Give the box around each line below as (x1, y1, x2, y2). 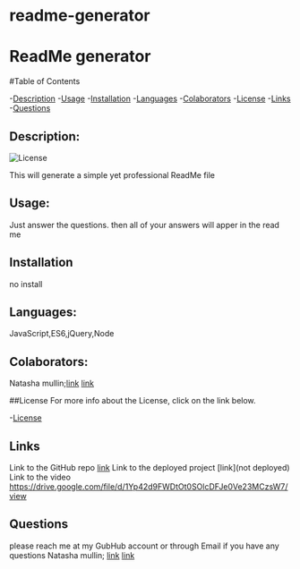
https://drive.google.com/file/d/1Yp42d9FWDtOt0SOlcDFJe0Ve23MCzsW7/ (9, 481, 288, 492)
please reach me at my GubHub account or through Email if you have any (9, 540, 279, 551)
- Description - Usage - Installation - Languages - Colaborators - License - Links (9, 93, 291, 104)
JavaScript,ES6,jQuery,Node (9, 328, 115, 339)
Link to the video (9, 471, 72, 482)
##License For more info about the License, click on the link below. (9, 395, 257, 406)
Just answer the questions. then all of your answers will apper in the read (9, 219, 280, 230)
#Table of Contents (9, 76, 81, 87)
